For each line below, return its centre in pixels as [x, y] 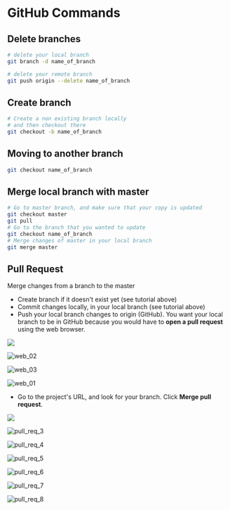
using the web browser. [51, 329]
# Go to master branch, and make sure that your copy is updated [104, 208]
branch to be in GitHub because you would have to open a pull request [120, 322]
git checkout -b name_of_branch [54, 132]
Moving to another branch [66, 153]
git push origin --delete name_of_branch [69, 81]
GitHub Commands [64, 13]
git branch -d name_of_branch [52, 61]
